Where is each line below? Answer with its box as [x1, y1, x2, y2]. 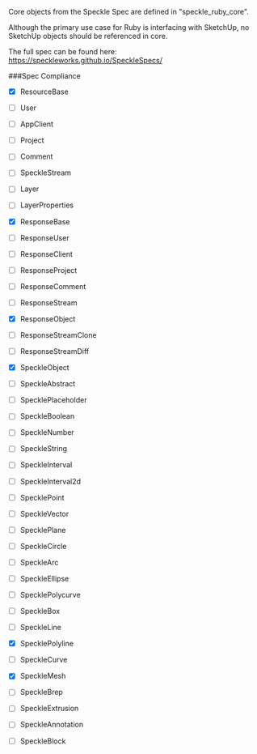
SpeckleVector [19, 509, 70, 518]
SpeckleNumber [19, 428, 74, 437]
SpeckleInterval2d [19, 476, 82, 486]
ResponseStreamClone [19, 330, 97, 339]
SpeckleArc [19, 557, 59, 567]
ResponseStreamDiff [19, 347, 90, 356]
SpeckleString [19, 444, 67, 454]
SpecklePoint [19, 492, 65, 502]
